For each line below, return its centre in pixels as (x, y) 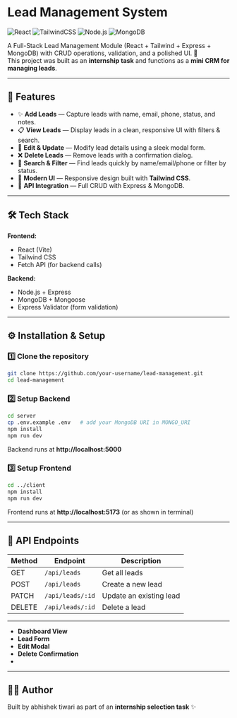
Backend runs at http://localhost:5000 (65, 449)
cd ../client (26, 485)
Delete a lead (124, 607)
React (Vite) (35, 249)
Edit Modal (34, 646)
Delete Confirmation (48, 654)
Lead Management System (87, 12)
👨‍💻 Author (30, 690)
